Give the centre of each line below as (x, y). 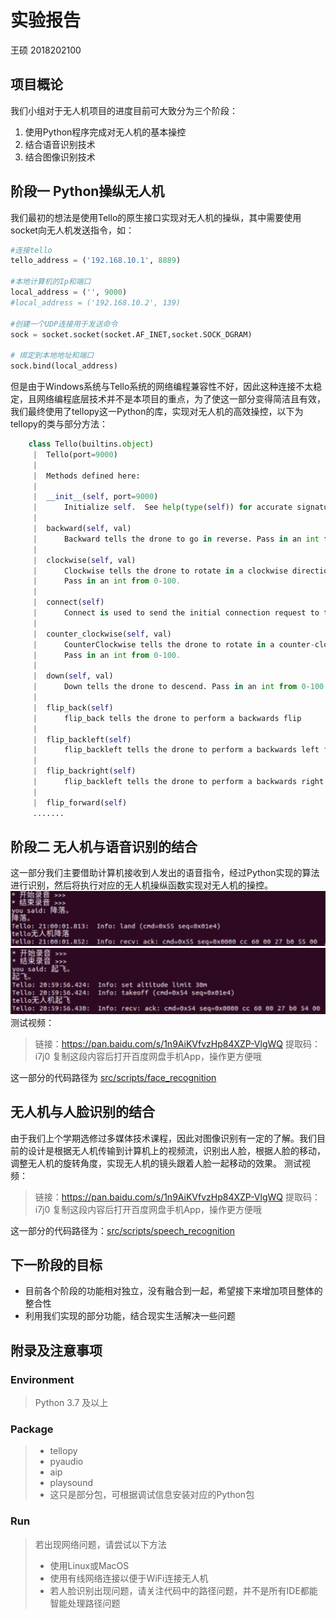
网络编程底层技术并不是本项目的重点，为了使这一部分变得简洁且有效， (181, 399)
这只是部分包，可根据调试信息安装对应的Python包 (152, 1495)
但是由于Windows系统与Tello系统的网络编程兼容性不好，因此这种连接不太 (162, 387)
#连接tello (31, 250)
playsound (71, 1483)
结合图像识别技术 (60, 157)
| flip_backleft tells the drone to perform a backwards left (176, 750)
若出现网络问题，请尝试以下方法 (100, 1544)
